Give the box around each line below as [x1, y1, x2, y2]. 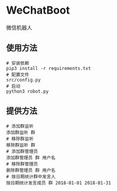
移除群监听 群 [6, 142, 35, 148]
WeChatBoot [6, 4, 70, 17]
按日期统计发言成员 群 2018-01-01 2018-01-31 [6, 180, 111, 186]
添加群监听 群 [6, 129, 35, 135]
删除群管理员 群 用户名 [6, 167, 56, 173]
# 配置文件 [6, 72, 30, 78]
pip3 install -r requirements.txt [6, 65, 92, 71]
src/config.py [6, 77, 41, 83]
